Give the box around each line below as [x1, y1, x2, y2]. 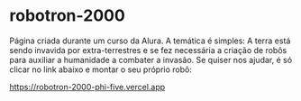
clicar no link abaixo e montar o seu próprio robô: [9, 64, 192, 75]
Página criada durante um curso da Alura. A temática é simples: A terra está [9, 35, 291, 46]
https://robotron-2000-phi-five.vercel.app [9, 81, 166, 92]
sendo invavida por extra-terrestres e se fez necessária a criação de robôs [9, 44, 287, 55]
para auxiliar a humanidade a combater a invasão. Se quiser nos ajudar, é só [9, 54, 293, 65]
